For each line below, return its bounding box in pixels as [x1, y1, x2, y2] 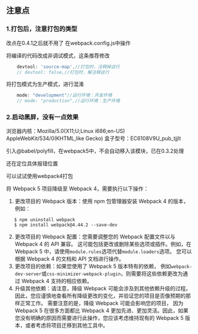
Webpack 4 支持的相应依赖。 [21, 277, 93, 285]
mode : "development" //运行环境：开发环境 [17, 92, 112, 99]
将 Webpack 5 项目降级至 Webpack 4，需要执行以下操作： [6, 185, 149, 192]
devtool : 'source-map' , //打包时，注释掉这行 [17, 64, 120, 70]
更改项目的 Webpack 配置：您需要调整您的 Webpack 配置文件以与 [14, 233, 176, 241]
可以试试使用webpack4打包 [6, 173, 73, 180]
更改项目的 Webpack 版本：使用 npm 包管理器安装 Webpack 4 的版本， [14, 197, 189, 205]
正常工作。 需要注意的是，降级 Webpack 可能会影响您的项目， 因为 [20, 300, 184, 307]
